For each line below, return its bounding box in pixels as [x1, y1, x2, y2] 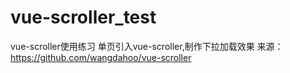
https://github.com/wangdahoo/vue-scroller [10, 51, 192, 63]
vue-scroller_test [10, 6, 157, 29]
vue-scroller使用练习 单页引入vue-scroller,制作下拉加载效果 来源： [10, 40, 284, 52]
